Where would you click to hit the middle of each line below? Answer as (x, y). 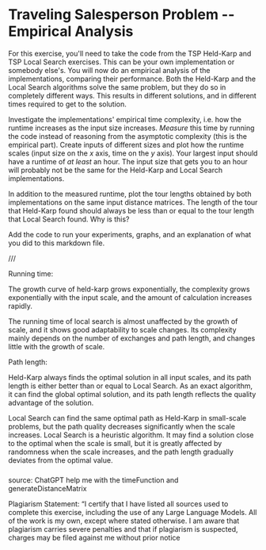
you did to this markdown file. (57, 243)
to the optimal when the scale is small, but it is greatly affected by (115, 443)
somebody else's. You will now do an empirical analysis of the (109, 70)
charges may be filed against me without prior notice (94, 537)
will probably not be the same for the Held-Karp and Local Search (116, 170)
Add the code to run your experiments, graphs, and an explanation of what (130, 234)
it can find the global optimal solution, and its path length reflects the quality (132, 394)
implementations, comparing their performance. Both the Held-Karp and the (132, 79)
